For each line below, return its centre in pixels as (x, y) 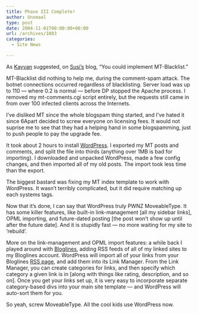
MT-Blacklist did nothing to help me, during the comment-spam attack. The (98, 78)
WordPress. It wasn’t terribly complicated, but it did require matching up (94, 188)
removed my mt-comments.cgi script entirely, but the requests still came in (98, 97)
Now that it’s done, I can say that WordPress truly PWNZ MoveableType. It (96, 206)
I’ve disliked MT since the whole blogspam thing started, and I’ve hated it (95, 115)
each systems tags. (30, 194)
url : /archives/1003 (32, 34)
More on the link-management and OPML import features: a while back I (94, 242)
